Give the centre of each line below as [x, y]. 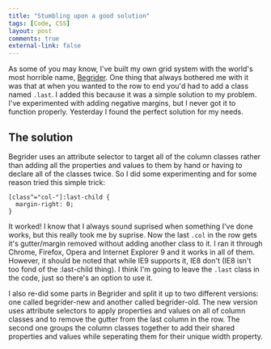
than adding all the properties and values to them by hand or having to [125, 165]
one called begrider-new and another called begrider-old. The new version [133, 302]
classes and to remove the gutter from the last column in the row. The [124, 319]
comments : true [34, 38]
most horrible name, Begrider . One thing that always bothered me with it [129, 78]
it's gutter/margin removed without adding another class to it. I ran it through [135, 243]
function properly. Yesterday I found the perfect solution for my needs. [126, 112]
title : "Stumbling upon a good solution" [79, 16]
